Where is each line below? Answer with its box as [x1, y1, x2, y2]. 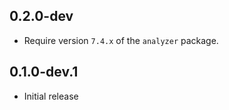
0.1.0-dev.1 [9, 64, 79, 81]
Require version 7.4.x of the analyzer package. [23, 34, 219, 46]
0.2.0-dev [9, 8, 74, 25]
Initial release [23, 90, 79, 102]
